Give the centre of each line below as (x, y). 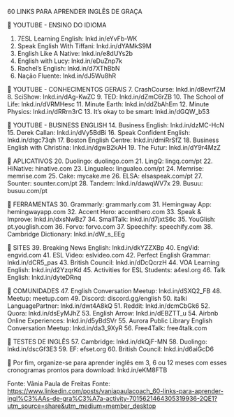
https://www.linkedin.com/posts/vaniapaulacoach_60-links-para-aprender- (115, 391)
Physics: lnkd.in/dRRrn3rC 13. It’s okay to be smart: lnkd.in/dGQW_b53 (109, 112)
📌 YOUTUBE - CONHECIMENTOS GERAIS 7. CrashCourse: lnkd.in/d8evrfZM (116, 89)
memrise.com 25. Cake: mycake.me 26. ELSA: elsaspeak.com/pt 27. (105, 176)
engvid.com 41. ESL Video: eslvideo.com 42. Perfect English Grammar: (109, 255)
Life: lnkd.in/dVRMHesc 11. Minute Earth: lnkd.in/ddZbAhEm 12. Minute (108, 104)
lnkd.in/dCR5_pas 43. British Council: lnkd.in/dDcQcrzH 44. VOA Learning (114, 262)
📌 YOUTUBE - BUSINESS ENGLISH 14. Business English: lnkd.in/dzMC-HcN (116, 125)
